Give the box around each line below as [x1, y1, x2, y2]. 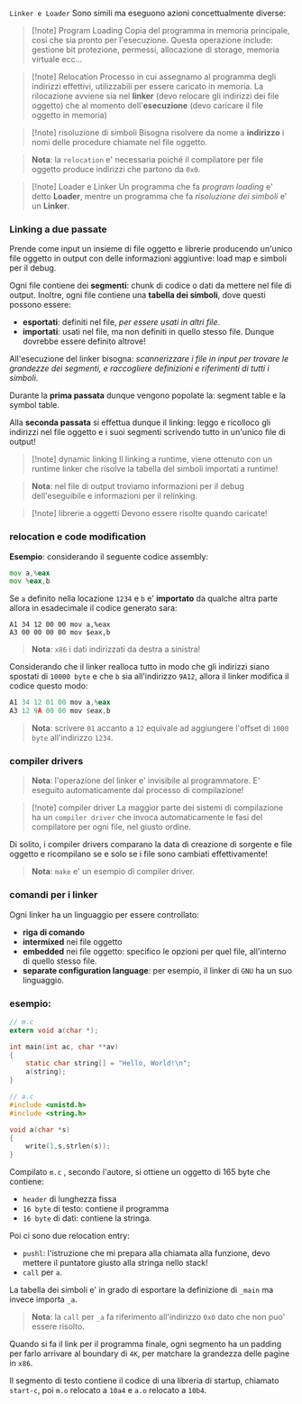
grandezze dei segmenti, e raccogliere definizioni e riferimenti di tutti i [9, 363, 270, 374]
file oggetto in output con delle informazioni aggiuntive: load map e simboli [9, 253, 287, 264]
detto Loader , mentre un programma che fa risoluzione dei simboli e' [31, 191, 288, 201]
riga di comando [22, 927, 86, 938]
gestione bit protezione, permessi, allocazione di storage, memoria [31, 44, 279, 55]
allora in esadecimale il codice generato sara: [9, 603, 178, 614]
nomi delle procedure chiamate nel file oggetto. [31, 137, 208, 147]
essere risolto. [31, 1321, 86, 1332]
